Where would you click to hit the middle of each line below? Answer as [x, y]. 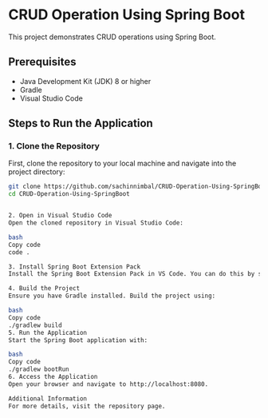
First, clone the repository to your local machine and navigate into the [122, 163]
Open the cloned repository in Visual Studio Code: [96, 223]
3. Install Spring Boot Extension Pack [75, 267]
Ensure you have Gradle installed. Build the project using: [112, 296]
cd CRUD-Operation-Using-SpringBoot [69, 194]
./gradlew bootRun [39, 369]
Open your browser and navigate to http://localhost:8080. [108, 384]
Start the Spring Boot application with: [78, 340]
